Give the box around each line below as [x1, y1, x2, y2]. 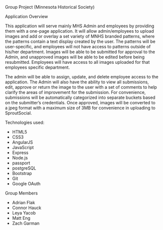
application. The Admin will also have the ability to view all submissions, [5, 79, 149, 85]
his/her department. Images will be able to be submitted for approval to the [5, 49, 155, 55]
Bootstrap [12, 171, 32, 176]
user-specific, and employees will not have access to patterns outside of [5, 44, 151, 49]
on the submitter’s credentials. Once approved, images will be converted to [5, 100, 156, 105]
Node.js [12, 155, 28, 160]
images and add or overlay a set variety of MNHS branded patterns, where [5, 34, 155, 39]
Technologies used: [5, 119, 45, 125]
